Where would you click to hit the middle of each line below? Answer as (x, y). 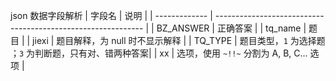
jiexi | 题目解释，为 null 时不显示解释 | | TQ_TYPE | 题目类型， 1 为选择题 (179, 40)
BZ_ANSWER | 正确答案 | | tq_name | (231, 28)
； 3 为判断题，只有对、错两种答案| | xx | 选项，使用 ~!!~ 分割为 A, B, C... (159, 53)
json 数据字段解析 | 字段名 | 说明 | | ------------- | (111, 15)
